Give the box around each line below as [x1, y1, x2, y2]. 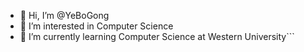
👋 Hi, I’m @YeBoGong [19, 10, 110, 21]
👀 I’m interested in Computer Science [19, 20, 174, 32]
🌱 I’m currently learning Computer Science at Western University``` [19, 31, 295, 42]
